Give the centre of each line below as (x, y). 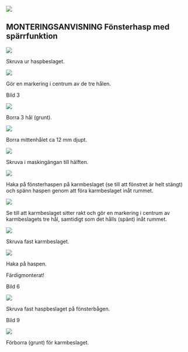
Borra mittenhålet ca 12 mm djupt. (47, 139)
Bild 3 (13, 95)
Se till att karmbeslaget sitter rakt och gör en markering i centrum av (88, 213)
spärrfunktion (32, 36)
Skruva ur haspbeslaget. (36, 61)
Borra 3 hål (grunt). (29, 117)
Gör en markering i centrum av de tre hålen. (59, 83)
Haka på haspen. (26, 264)
